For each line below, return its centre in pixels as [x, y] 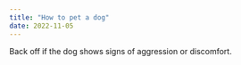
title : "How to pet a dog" [59, 17]
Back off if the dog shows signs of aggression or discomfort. [120, 51]
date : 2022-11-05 [42, 26]
